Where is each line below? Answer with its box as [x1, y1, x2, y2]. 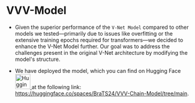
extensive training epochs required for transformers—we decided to [14, 36, 184, 43]
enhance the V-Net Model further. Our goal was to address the [14, 43, 170, 50]
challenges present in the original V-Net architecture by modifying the [14, 49, 188, 56]
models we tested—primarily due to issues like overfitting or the [14, 30, 173, 37]
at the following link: [31, 83, 82, 90]
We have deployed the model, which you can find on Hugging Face [14, 67, 181, 74]
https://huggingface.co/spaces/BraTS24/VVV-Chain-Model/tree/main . [14, 90, 189, 97]
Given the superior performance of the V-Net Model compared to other [14, 23, 189, 31]
